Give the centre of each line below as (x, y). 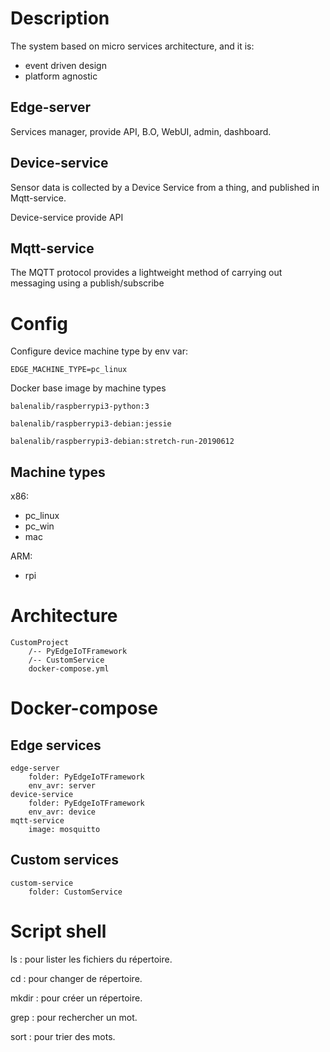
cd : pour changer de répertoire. (76, 978)
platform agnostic (61, 76)
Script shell (58, 931)
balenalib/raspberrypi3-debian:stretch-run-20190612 (122, 442)
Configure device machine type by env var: (99, 351)
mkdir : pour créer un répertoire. (76, 998)
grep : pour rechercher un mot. (74, 1017)
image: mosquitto (64, 830)
